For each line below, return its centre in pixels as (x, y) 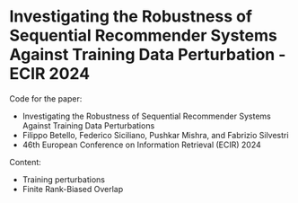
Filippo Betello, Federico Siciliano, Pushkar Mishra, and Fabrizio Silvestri (155, 135)
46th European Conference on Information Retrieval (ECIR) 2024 (142, 145)
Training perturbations (64, 179)
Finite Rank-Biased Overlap (73, 189)
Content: (26, 162)
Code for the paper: (46, 98)
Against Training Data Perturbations (88, 125)
